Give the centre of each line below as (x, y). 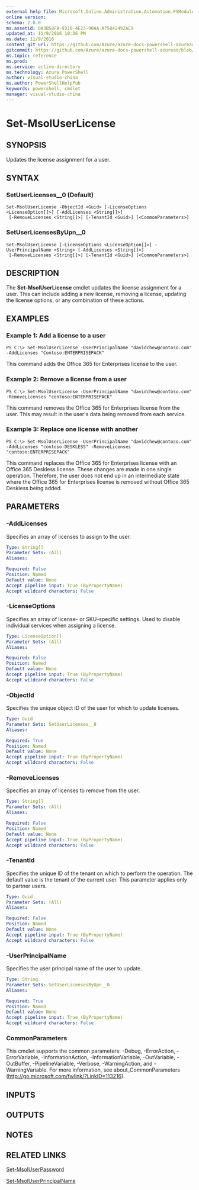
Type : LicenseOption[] (34, 636)
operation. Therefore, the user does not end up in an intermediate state (93, 475)
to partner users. (27, 886)
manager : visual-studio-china (44, 94)
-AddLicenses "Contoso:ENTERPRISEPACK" (55, 353)
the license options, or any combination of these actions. (76, 300)
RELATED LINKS (36, 1155)
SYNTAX (23, 178)
